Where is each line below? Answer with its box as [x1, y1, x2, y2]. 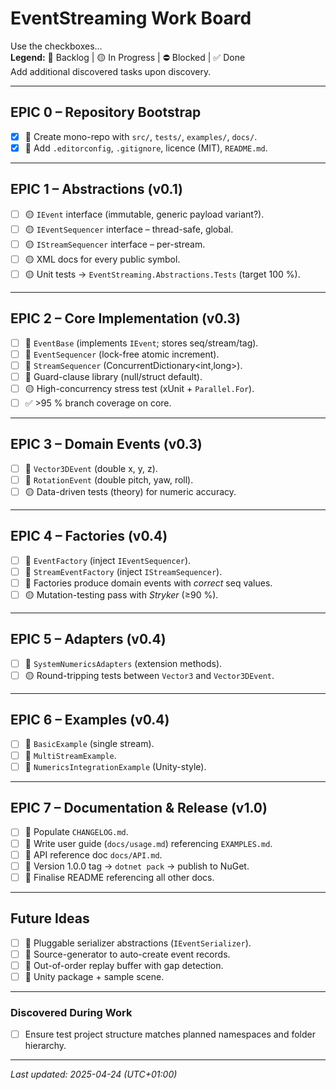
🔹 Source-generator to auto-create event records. [24, 948, 231, 960]
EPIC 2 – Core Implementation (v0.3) [10, 310, 241, 327]
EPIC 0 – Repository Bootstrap [10, 104, 202, 121]
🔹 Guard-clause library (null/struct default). [24, 370, 203, 382]
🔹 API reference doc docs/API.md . [24, 848, 163, 861]
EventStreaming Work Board [10, 7, 252, 30]
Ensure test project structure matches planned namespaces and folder [24, 1028, 316, 1041]
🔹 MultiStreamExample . [24, 749, 117, 761]
